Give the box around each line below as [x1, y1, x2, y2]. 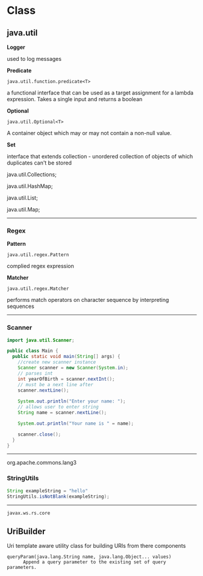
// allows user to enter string [17, 404, 99, 410]
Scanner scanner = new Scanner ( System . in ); [17, 365, 129, 371]
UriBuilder [7, 526, 46, 536]
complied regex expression [7, 263, 74, 270]
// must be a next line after [17, 381, 94, 387]
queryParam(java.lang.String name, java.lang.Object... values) [7, 554, 172, 560]
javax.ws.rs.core [7, 510, 51, 516]
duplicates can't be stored [7, 159, 72, 166]
